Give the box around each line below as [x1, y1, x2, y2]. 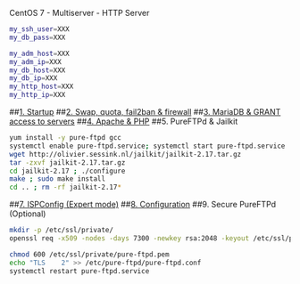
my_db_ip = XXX [9, 74, 58, 83]
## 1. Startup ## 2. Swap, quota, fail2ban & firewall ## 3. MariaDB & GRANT [9, 107, 281, 117]
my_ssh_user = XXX [9, 25, 70, 34]
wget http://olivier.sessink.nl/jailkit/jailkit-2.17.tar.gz [9, 150, 242, 158]
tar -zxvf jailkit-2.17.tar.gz [9, 158, 126, 167]
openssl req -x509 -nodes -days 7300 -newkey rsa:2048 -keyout [9, 234, 250, 243]
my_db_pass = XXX [9, 33, 66, 42]
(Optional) [9, 208, 46, 219]
